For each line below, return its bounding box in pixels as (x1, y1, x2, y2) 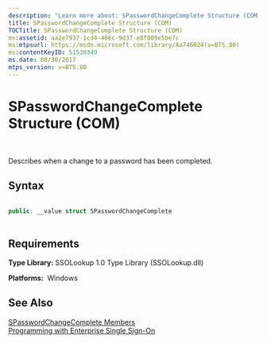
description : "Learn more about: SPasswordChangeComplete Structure (8, 11, 240, 20)
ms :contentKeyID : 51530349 (8, 48, 98, 56)
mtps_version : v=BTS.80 (8, 64, 87, 71)
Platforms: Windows (8, 273, 78, 283)
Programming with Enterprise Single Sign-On (8, 326, 156, 335)
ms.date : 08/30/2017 (8, 56, 77, 64)
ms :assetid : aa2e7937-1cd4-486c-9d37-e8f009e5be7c (8, 33, 180, 42)
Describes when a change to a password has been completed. (8, 156, 213, 165)
